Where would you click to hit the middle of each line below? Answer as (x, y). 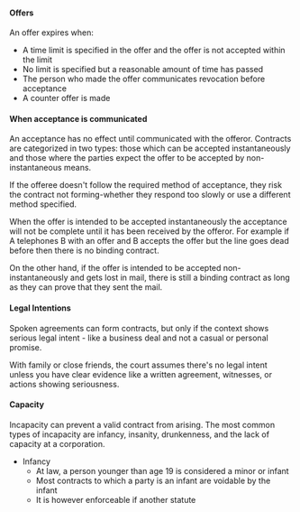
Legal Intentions (41, 308)
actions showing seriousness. (64, 384)
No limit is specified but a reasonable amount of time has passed (143, 70)
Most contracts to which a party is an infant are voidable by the (153, 480)
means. (77, 168)
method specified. (43, 204)
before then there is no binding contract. (84, 251)
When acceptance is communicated (78, 118)
